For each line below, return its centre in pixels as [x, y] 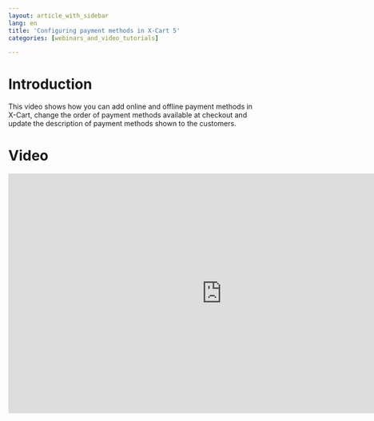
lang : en [23, 23]
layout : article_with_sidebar [59, 16]
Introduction [50, 84]
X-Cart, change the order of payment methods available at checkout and [128, 115]
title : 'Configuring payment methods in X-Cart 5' [94, 30]
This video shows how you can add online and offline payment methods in [131, 107]
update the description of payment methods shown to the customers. [123, 124]
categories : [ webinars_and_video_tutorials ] [84, 38]
